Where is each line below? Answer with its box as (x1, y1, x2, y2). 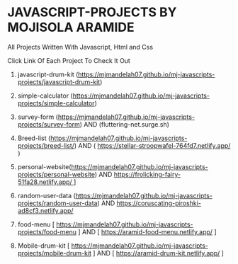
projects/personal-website (17, 170, 96, 178)
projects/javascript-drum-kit (17, 77, 101, 86)
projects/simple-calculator (17, 98, 95, 107)
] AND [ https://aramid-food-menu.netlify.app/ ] (77, 227, 217, 236)
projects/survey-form (17, 120, 80, 128)
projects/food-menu (17, 227, 76, 236)
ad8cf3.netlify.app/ (17, 206, 74, 214)
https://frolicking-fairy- (113, 170, 181, 178)
